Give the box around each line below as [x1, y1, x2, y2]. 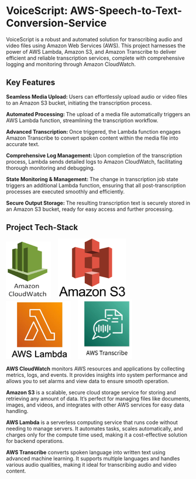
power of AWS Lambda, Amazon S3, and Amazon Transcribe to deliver [6, 48, 177, 55]
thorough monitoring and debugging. [6, 164, 95, 171]
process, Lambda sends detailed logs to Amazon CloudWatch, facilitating [6, 158, 183, 165]
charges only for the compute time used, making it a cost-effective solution [6, 431, 187, 438]
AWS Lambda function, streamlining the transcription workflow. [6, 117, 159, 124]
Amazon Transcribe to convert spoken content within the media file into [6, 134, 178, 141]
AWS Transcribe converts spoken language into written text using [6, 449, 166, 456]
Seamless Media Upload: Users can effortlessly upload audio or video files [6, 93, 188, 100]
